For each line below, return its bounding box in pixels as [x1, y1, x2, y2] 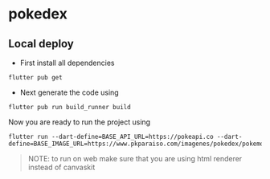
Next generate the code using [19, 87, 119, 97]
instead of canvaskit [27, 162, 96, 172]
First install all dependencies [19, 58, 115, 67]
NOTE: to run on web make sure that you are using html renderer [27, 154, 243, 163]
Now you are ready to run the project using [8, 117, 151, 127]
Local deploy [8, 37, 74, 51]
